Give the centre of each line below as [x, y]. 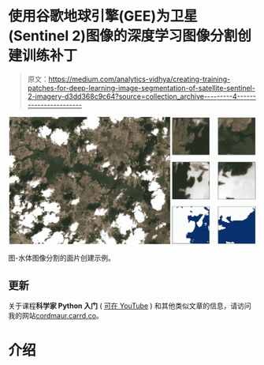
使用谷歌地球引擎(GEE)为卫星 [103, 16]
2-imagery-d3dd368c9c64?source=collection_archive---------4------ [142, 96]
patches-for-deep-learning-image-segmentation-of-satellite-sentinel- [141, 88]
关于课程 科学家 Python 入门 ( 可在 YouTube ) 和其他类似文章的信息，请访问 [130, 306]
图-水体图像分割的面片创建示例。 [62, 258]
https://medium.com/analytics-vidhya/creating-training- [139, 79]
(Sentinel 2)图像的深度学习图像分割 [123, 36]
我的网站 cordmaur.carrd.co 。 [56, 316]
